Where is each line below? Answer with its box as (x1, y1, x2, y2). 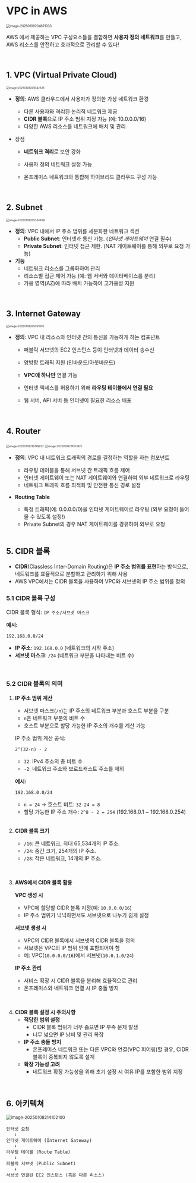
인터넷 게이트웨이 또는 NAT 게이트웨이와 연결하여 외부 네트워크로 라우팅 (23, 474, 190, 481)
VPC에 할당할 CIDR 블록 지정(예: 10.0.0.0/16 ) (23, 904, 132, 911)
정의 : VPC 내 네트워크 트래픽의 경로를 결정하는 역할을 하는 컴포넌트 (14, 454, 170, 462)
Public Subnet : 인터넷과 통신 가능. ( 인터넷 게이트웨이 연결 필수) (23, 235, 172, 242)
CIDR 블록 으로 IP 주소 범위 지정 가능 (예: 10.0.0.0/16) (23, 115, 147, 123)
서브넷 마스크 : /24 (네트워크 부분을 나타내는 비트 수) (14, 652, 135, 659)
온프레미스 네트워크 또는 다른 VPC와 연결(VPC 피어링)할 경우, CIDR (32, 1046, 189, 1053)
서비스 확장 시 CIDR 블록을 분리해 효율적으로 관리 (23, 977, 138, 984)
